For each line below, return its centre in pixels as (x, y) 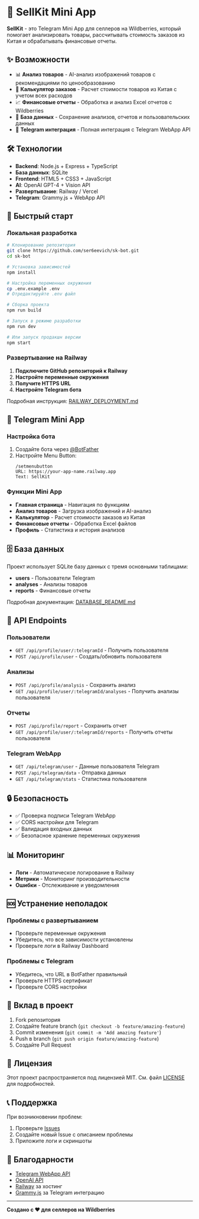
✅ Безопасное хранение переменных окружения (78, 835)
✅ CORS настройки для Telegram (57, 822)
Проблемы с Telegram (40, 961)
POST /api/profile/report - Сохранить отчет (71, 725)
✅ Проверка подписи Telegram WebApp (65, 815)
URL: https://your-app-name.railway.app (66, 472)
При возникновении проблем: (45, 1117)
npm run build (24, 310)
